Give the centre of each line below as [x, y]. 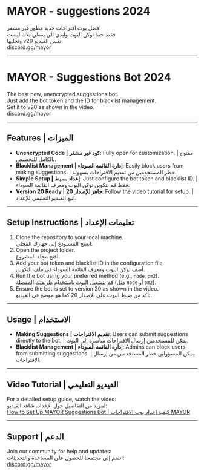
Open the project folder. [45, 250]
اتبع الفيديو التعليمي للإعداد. [46, 197]
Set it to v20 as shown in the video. [51, 107]
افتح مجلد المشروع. [38, 256]
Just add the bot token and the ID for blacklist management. [82, 100]
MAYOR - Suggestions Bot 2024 [89, 77]
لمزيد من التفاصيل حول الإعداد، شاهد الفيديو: [57, 406]
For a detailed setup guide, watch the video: [62, 399]
